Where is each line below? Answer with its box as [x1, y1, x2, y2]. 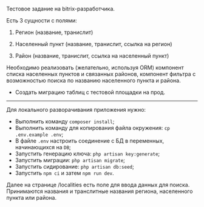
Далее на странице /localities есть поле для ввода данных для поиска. [6, 182, 190, 188]
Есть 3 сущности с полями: [6, 17, 77, 24]
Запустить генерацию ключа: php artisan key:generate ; [15, 150, 160, 157]
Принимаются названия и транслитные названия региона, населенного [6, 188, 193, 195]
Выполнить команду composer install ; [15, 118, 115, 125]
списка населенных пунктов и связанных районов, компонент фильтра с [6, 70, 196, 78]
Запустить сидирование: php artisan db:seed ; [15, 163, 135, 170]
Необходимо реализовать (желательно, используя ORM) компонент [6, 64, 184, 71]
